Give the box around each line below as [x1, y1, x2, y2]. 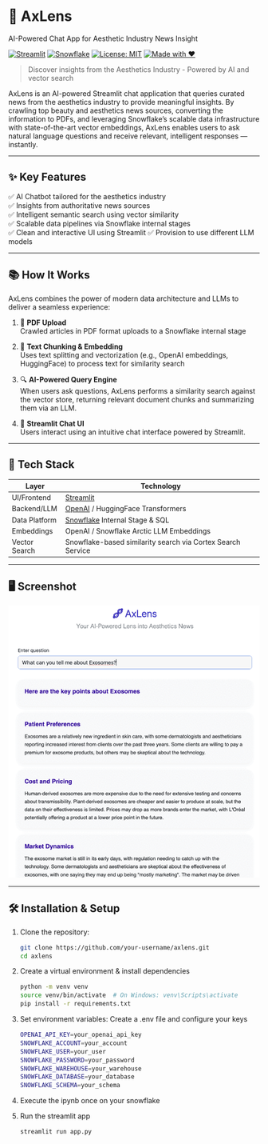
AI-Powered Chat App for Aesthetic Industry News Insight [8, 34, 198, 43]
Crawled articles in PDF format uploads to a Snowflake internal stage [19, 326, 246, 335]
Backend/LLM [11, 504, 57, 514]
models [8, 236, 33, 246]
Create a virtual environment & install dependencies [19, 966, 190, 976]
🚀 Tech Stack [8, 458, 75, 471]
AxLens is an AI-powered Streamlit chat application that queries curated [8, 88, 245, 98]
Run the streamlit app [19, 1111, 90, 1121]
